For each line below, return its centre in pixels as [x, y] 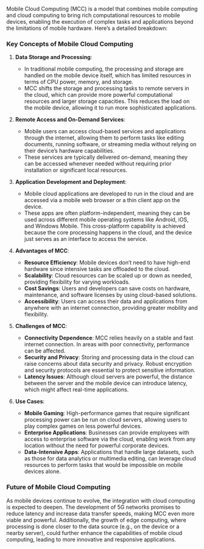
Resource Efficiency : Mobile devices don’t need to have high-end [107, 263]
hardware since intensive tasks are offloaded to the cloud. [97, 269]
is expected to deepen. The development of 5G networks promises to [93, 507]
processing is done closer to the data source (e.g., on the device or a [93, 526]
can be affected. [45, 351]
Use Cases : [30, 402]
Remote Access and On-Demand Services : [70, 120]
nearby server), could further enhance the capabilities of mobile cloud [94, 533]
